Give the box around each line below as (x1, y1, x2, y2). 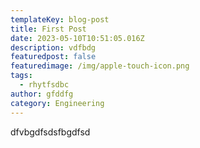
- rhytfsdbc (19, 80, 70, 90)
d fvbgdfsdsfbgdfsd (10, 126, 91, 138)
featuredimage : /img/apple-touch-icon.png (10, 61, 190, 71)
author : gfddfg (10, 89, 74, 99)
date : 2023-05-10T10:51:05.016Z (10, 33, 145, 43)
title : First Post (10, 24, 87, 34)
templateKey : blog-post (10, 14, 110, 25)
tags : (10, 71, 33, 81)
